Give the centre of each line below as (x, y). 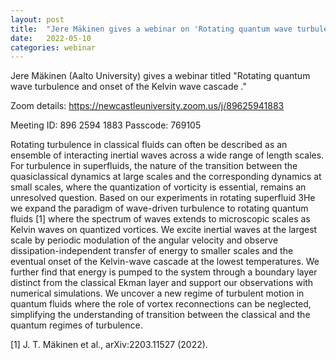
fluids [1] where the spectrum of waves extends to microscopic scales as (160, 219)
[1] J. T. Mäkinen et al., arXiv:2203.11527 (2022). (109, 345)
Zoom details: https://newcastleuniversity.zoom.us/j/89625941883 (147, 106)
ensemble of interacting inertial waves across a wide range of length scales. (167, 155)
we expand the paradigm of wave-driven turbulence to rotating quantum (159, 208)
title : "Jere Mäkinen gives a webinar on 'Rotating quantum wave (151, 29)
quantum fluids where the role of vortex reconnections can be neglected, (161, 304)
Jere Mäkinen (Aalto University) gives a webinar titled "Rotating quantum (160, 76)
